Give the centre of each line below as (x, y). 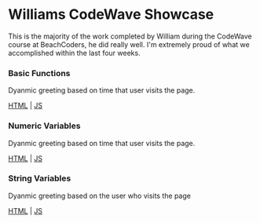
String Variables (40, 178)
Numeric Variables (44, 126)
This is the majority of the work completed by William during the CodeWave (130, 36)
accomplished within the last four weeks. (74, 53)
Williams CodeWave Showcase (111, 15)
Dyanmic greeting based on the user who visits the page (99, 196)
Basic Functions (39, 73)
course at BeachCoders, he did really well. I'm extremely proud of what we (129, 44)
